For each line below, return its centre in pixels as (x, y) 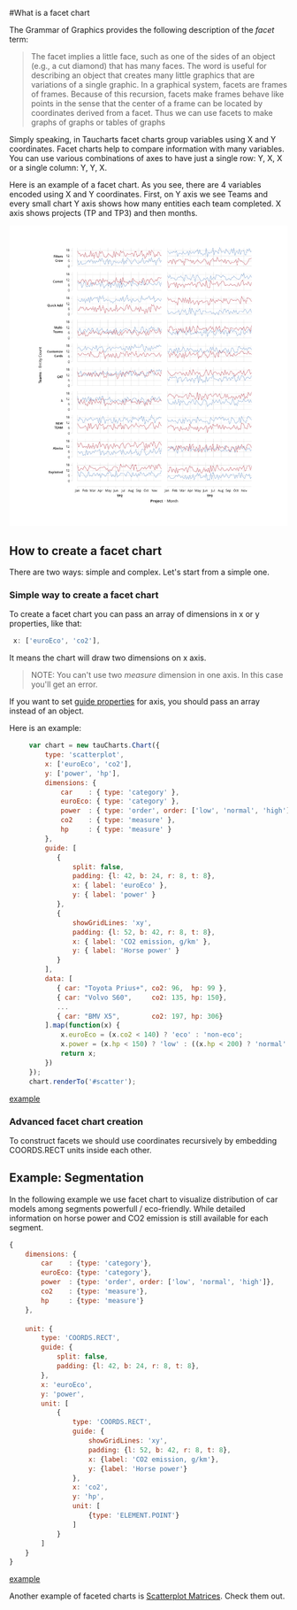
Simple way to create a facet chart (84, 595)
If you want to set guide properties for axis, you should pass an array (135, 702)
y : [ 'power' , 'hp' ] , (83, 774)
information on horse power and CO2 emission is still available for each (139, 1218)
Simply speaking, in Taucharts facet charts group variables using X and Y (143, 139)
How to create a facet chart (85, 551)
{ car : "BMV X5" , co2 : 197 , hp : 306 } (140, 1016)
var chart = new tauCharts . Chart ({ (95, 746)
